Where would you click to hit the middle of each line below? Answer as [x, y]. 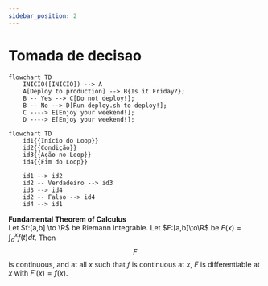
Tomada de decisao [75, 55]
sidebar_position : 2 [43, 16]
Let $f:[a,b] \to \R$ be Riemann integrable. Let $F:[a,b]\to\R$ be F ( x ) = [125, 227]
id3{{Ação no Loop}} [57, 155]
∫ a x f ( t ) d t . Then [32, 238]
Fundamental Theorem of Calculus [68, 219]
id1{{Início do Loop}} [61, 141]
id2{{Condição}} [50, 147]
